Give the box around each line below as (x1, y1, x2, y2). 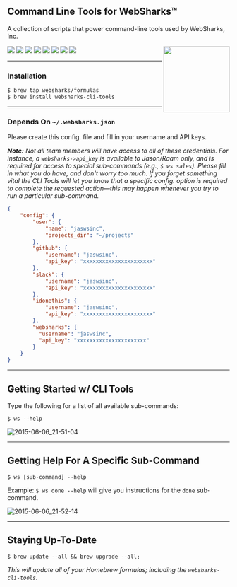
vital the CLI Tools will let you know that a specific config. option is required (7, 177, 228, 185)
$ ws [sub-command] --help (7, 473, 87, 480)
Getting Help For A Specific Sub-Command (7, 455, 200, 467)
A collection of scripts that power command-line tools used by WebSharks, (7, 24, 226, 33)
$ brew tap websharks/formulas (7, 87, 99, 94)
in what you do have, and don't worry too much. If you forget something (7, 169, 217, 178)
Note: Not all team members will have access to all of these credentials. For (7, 146, 229, 155)
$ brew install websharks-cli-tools (7, 93, 115, 100)
